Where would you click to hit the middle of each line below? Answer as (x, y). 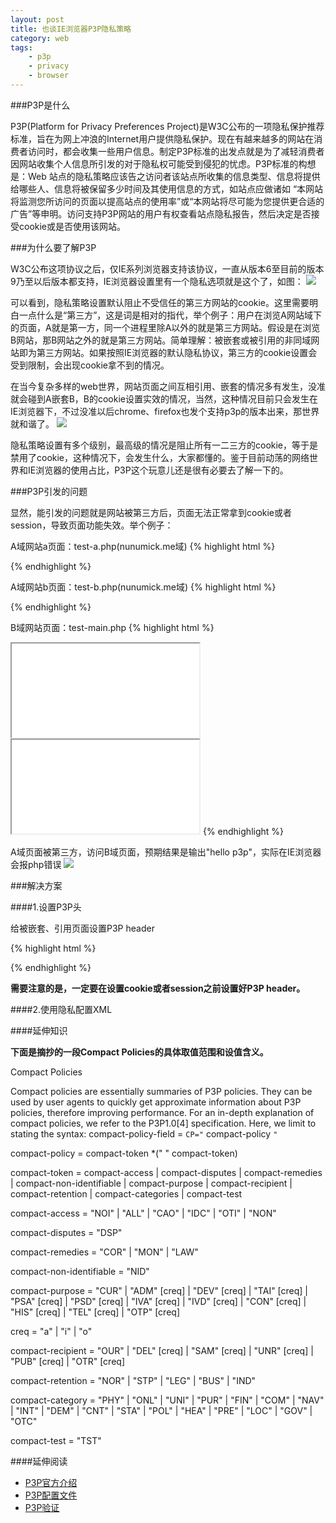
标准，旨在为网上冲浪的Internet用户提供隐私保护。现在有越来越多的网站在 (162, 138)
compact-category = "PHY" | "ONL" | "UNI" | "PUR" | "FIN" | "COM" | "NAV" (167, 1400)
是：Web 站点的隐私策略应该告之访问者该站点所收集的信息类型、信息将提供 (165, 176)
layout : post (37, 19)
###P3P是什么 (40, 105)
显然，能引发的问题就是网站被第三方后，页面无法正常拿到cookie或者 (151, 512)
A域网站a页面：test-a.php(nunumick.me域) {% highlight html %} (143, 546)
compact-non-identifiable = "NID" (80, 1271)
